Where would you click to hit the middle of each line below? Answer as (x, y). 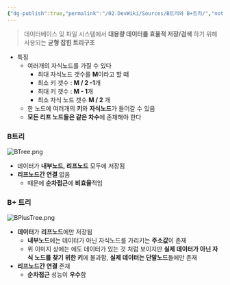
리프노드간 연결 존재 (43, 266)
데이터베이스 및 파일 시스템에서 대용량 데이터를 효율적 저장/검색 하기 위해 (120, 34)
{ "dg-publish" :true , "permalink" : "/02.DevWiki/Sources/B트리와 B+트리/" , (110, 13)
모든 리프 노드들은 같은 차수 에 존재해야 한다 (84, 116)
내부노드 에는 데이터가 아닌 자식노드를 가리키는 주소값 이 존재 (107, 240)
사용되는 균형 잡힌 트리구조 (59, 42)
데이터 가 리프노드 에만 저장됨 (55, 232)
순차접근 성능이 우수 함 (57, 275)
